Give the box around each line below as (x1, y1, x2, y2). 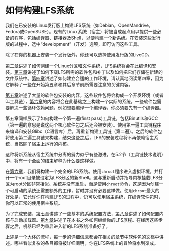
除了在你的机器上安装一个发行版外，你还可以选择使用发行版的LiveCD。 (5, 51, 152, 58)
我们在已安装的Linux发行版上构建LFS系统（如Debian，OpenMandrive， (5, 22, 153, 28)
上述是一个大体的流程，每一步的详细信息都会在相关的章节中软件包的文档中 (5, 234, 159, 240)
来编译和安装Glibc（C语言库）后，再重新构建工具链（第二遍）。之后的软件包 (5, 128, 162, 134)
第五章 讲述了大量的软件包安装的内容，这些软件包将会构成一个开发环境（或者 (5, 92, 164, 98)
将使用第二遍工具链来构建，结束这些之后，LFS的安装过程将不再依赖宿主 (5, 134, 154, 140)
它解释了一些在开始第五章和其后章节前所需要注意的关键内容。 (5, 81, 133, 87)
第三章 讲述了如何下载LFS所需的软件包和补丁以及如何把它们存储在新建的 (14, 69, 163, 75)
